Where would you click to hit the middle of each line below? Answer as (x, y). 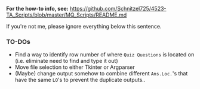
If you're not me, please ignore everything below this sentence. (84, 26)
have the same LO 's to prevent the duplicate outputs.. (80, 80)
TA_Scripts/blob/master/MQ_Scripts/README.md (67, 15)
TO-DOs (19, 42)
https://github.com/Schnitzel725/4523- (118, 9)
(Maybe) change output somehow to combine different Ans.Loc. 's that (101, 74)
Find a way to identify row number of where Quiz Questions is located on (104, 55)
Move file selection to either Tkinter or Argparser (75, 67)
